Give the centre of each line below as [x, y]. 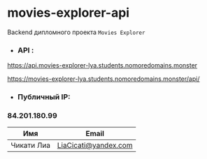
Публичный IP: [44, 97]
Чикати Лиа [31, 146]
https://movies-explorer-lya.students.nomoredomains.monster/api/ [103, 79]
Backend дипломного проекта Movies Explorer [76, 32]
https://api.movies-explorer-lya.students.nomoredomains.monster [102, 66]
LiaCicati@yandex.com [95, 146]
